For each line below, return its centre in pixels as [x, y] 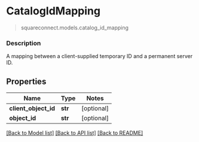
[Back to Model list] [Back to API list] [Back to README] [75, 133]
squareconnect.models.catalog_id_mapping [75, 28]
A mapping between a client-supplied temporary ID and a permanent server [99, 56]
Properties [26, 81]
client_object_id [32, 108]
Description [24, 43]
